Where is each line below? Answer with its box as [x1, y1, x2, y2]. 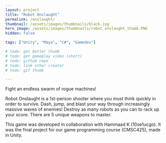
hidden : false [5, 31, 35, 36]
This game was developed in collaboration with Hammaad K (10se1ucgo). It [5, 121, 161, 127]
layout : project [5, 7, 39, 13]
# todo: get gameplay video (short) [5, 53, 82, 58]
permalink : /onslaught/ [5, 17, 56, 22]
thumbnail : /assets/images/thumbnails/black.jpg [5, 21, 109, 27]
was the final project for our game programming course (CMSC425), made [5, 127, 160, 133]
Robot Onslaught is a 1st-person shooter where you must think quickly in [5, 96, 156, 102]
